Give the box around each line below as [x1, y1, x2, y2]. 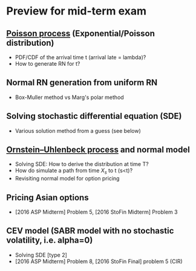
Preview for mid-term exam [6, 4, 147, 18]
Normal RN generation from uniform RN [6, 77, 158, 88]
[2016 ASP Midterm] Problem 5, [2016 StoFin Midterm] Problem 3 [15, 208, 178, 215]
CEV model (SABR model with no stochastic [6, 226, 174, 236]
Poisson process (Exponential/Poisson [6, 28, 155, 39]
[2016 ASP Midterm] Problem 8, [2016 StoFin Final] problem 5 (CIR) [15, 258, 183, 265]
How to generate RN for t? [15, 60, 80, 67]
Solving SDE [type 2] [15, 251, 68, 258]
